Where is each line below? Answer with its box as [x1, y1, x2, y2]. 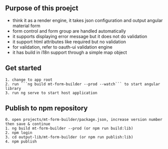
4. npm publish [5, 139, 37, 144]
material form [12, 23, 41, 29]
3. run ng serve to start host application [5, 90, 98, 95]
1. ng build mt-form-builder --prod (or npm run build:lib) [5, 126, 134, 131]
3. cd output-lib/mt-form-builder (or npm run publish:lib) [5, 135, 134, 140]
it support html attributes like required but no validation [12, 39, 126, 45]
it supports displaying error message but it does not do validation [12, 33, 147, 39]
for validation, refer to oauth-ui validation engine [12, 44, 113, 50]
